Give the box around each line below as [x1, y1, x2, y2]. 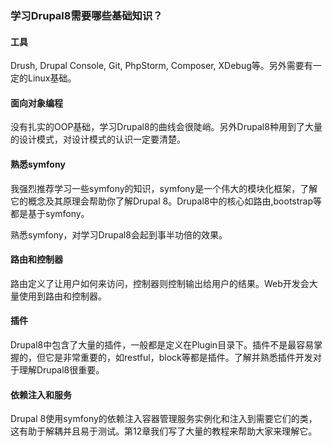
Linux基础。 [27, 72, 77, 84]
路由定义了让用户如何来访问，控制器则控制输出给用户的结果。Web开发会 [10, 277, 310, 289]
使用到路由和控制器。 [18, 290, 107, 302]
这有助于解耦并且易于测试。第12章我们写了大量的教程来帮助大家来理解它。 [10, 425, 318, 437]
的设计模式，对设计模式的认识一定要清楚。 [10, 133, 186, 146]
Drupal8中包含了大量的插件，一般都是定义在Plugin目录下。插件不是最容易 [10, 338, 315, 351]
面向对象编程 [10, 97, 63, 109]
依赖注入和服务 [10, 388, 72, 401]
